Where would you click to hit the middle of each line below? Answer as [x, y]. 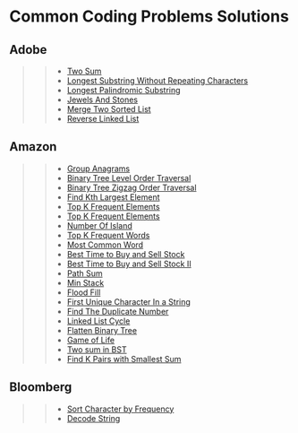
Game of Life [90, 340]
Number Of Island [99, 225]
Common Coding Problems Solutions [149, 17]
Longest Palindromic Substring [123, 90]
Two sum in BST [97, 349]
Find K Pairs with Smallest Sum [124, 359]
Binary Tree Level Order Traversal [129, 178]
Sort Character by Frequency [120, 409]
